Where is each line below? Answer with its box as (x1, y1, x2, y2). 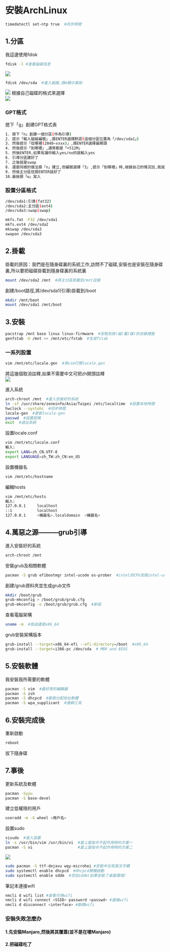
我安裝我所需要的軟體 (5, 676, 50, 682)
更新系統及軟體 (5, 781, 36, 787)
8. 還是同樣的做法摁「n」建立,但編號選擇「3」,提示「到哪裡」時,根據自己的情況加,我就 (5, 164, 165, 170)
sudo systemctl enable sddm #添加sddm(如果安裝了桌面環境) (5, 873, 126, 878)
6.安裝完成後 (5, 716, 46, 724)
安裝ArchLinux (5, 5, 68, 16)
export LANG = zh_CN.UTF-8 (5, 450, 58, 455)
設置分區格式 (5, 187, 37, 194)
